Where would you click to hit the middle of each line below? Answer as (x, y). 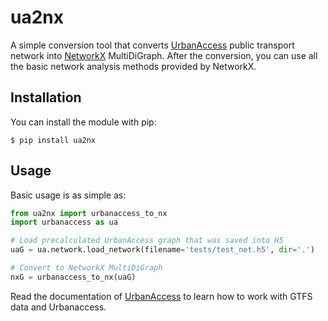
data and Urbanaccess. (58, 307)
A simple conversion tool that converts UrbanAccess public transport (152, 45)
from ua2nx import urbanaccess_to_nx (89, 213)
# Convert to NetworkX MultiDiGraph (86, 268)
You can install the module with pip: (83, 122)
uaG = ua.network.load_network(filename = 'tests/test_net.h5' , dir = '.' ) (162, 250)
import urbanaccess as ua (64, 222)
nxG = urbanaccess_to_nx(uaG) (73, 277)
